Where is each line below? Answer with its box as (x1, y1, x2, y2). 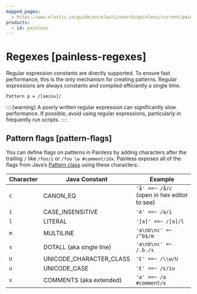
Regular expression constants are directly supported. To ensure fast (6, 70, 171, 77)
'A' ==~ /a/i (135, 209, 172, 215)
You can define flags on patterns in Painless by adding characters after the (6, 149, 187, 156)
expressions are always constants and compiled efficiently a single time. (6, 82, 181, 89)
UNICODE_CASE (43, 265, 89, 272)
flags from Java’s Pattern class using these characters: (6, 161, 139, 168)
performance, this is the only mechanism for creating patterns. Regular (6, 76, 177, 83)
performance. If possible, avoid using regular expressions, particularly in (6, 110, 181, 117)
